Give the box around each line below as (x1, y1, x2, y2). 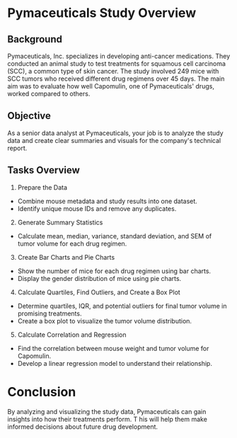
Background (7, 33, 62, 45)
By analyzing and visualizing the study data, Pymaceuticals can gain (7, 407, 207, 415)
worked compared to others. (7, 90, 91, 98)
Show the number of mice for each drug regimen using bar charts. (17, 267, 211, 275)
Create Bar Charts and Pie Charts (17, 253, 115, 261)
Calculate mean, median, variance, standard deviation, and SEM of (17, 231, 212, 240)
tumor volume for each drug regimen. (17, 239, 127, 248)
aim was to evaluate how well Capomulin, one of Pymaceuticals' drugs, (7, 82, 214, 90)
